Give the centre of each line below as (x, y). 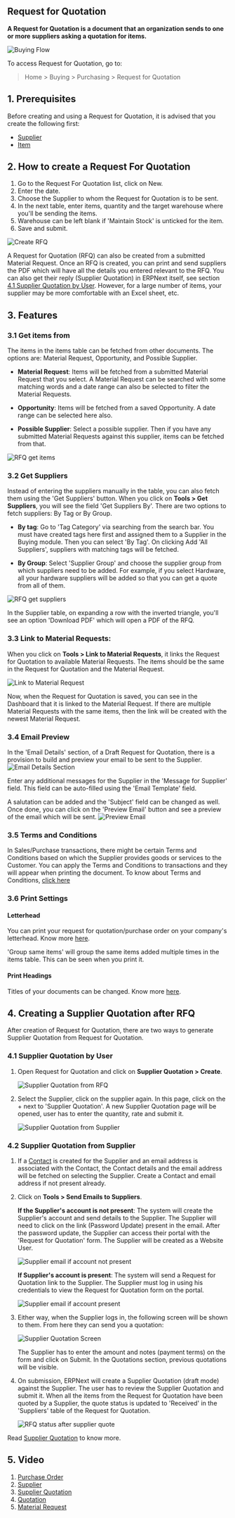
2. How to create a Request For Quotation (99, 167)
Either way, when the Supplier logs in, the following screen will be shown (122, 1317)
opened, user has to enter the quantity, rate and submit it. (101, 1113)
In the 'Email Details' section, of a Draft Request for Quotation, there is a (111, 752)
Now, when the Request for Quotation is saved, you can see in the (102, 696)
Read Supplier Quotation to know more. (64, 1438)
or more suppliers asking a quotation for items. (77, 36)
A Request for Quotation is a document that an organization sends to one (116, 28)
